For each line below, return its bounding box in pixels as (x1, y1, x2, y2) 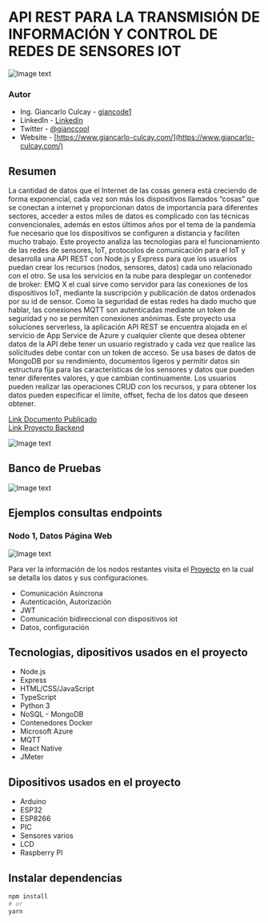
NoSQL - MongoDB (19, 710, 84, 719)
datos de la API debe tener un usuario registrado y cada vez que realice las (8, 340, 256, 349)
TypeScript (19, 693, 57, 702)
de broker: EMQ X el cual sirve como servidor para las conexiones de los (8, 279, 248, 289)
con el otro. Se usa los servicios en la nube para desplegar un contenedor (8, 271, 252, 281)
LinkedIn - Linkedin (19, 116, 84, 125)
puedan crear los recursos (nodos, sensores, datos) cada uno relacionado (8, 262, 253, 272)
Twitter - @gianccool (19, 124, 90, 134)
